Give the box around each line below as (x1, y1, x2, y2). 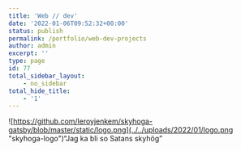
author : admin (8, 42, 57, 50)
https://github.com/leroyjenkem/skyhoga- (13, 116, 153, 126)
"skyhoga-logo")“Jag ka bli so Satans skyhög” (8, 134, 163, 144)
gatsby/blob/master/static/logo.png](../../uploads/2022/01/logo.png (8, 125, 234, 135)
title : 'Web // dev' (8, 11, 79, 20)
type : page (8, 57, 45, 65)
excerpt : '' (8, 49, 49, 57)
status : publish (8, 27, 63, 35)
